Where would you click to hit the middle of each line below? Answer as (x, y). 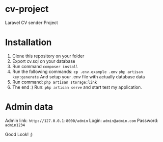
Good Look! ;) (19, 134)
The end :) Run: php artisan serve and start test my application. (77, 87)
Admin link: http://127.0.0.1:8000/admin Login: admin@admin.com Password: (82, 120)
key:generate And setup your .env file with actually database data (79, 76)
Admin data (29, 107)
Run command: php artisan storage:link (54, 82)
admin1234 (15, 125)
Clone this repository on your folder (48, 56)
